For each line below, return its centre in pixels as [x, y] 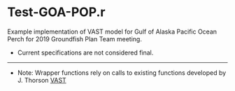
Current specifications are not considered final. [85, 52]
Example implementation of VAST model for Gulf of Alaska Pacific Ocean [112, 31]
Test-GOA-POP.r [56, 12]
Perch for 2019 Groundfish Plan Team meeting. [74, 38]
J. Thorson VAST [42, 80]
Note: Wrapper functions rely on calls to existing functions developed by [122, 72]
